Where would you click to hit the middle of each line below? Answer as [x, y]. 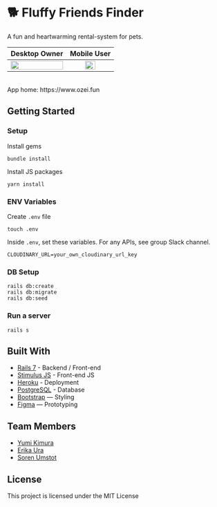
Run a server [29, 316]
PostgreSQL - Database [51, 390]
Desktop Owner [37, 53]
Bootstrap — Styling [46, 397]
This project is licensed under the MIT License [73, 496]
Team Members [41, 426]
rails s [18, 330]
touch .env [23, 229]
